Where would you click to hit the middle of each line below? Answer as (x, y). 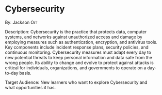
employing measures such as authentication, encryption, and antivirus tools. (81, 42)
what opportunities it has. (30, 87)
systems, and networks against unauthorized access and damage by (74, 37)
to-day (12, 73)
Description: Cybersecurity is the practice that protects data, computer (76, 32)
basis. (25, 73)
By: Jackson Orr (21, 22)
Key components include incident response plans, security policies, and (77, 47)
